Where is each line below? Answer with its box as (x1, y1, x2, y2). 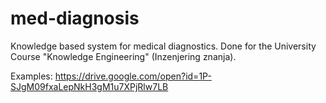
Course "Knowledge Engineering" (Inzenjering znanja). (10, 50, 237, 62)
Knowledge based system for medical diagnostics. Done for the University (10, 40, 317, 52)
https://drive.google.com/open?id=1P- (54, 70, 212, 82)
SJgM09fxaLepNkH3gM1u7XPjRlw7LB (10, 80, 169, 92)
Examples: (10, 70, 53, 82)
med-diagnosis (10, 7, 140, 30)
